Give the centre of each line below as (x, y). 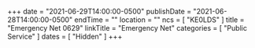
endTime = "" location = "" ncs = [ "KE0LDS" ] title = (159, 20)
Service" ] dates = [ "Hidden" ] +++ (65, 36)
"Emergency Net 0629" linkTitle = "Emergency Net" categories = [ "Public (127, 28)
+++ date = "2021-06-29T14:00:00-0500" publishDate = (100, 11)
